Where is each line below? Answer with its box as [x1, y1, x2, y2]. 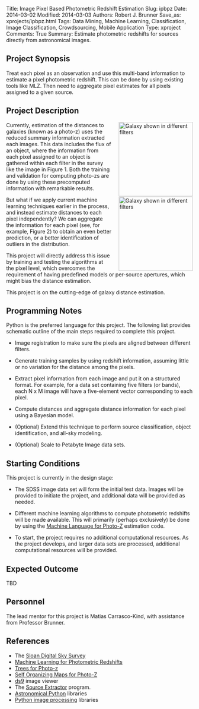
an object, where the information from [6, 147, 99, 154]
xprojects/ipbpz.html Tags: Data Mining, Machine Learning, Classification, [6, 18, 187, 24]
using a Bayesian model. [14, 412, 75, 419]
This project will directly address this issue [6, 252, 110, 259]
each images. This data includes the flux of [6, 140, 111, 147]
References [6, 636, 50, 647]
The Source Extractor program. [14, 683, 91, 691]
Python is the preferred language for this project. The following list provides [6, 322, 191, 329]
